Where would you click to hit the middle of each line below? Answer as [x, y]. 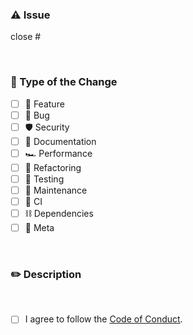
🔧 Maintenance [56, 190]
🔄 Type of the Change [64, 82]
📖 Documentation [60, 141]
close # [26, 37]
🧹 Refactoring [53, 167]
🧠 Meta [39, 228]
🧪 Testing [44, 179]
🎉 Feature [44, 104]
